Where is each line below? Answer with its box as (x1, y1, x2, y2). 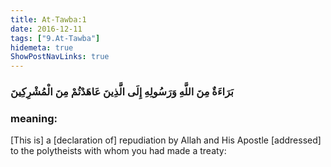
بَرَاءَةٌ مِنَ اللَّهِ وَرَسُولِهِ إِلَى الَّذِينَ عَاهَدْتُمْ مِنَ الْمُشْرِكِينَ (10, 85, 234, 99)
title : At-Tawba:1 (10, 14, 87, 25)
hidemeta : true (10, 42, 74, 53)
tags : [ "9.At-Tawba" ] (10, 33, 101, 43)
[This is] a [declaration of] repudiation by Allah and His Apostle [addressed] (10, 134, 322, 146)
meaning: (10, 111, 58, 125)
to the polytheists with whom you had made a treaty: (10, 145, 227, 157)
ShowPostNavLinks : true (10, 52, 110, 62)
